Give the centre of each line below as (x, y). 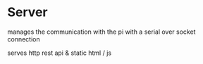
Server (27, 12)
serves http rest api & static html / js (59, 53)
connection (24, 39)
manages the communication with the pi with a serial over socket (101, 32)
